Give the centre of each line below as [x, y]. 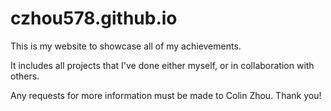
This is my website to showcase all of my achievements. [126, 46]
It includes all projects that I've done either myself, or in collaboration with [162, 65]
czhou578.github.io [94, 18]
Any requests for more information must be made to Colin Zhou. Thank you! [166, 95]
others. [25, 76]
